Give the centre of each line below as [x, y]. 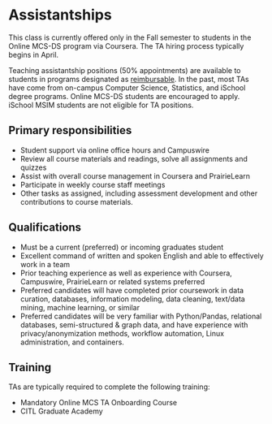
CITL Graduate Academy [61, 411]
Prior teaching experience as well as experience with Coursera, [126, 273]
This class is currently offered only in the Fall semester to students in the [130, 37]
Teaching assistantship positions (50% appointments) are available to [125, 70]
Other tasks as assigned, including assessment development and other [139, 193]
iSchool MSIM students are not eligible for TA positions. [101, 105]
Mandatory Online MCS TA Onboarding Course [98, 403]
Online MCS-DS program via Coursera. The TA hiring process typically [126, 45]
